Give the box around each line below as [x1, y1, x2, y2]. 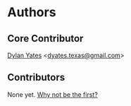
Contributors [7, 71, 65, 83]
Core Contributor [7, 33, 84, 45]
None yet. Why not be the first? [7, 90, 99, 99]
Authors [7, 4, 56, 20]
